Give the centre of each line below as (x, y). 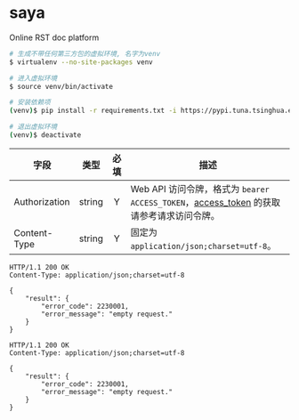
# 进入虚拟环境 (33, 78)
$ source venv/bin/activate (61, 86)
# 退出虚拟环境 (33, 127)
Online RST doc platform (54, 37)
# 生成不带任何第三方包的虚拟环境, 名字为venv (85, 53)
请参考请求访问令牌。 (175, 215)
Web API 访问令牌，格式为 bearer (200, 189)
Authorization (42, 201)
